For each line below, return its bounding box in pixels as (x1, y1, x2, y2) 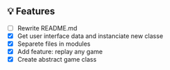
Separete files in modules (17, 40, 91, 48)
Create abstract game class (17, 55, 97, 64)
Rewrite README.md (17, 24, 78, 32)
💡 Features (7, 6, 56, 17)
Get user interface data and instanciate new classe (17, 31, 164, 40)
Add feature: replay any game (17, 48, 103, 55)
